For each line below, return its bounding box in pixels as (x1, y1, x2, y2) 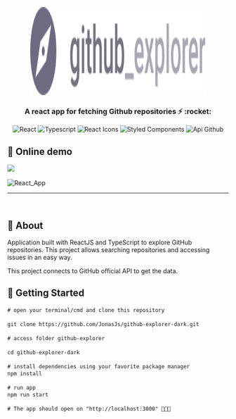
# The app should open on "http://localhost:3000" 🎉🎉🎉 (7, 405, 171, 412)
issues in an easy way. (7, 253, 72, 261)
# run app (7, 384, 37, 391)
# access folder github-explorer (7, 334, 105, 342)
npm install (7, 370, 42, 377)
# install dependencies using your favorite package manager (7, 363, 190, 370)
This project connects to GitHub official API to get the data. (7, 266, 178, 275)
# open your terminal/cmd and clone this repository (7, 306, 165, 313)
